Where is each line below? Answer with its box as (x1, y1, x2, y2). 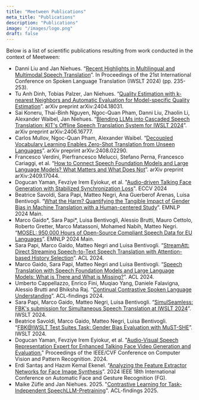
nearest (14, 96, 34, 104)
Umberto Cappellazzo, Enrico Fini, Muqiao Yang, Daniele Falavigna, (14, 280, 180, 287)
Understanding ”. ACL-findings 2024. (14, 292, 104, 300)
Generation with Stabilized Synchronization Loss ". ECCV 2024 (14, 185, 168, 192)
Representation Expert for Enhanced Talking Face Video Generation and (14, 343, 191, 350)
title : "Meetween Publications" (6, 8, 86, 15)
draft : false (6, 31, 39, 37)
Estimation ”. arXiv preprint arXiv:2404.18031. (14, 103, 124, 110)
